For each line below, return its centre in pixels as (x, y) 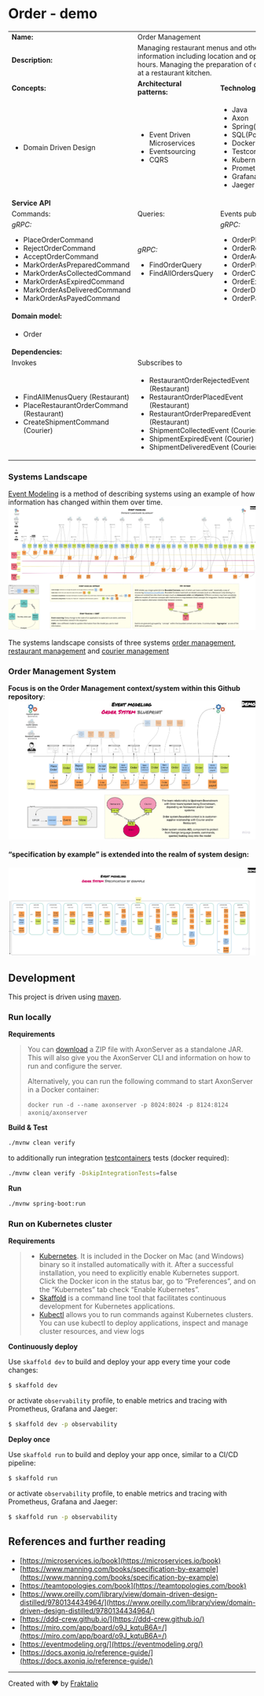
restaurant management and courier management (89, 651)
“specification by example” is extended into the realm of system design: (129, 854)
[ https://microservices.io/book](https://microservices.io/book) (120, 1560)
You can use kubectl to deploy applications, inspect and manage (144, 1323)
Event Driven (170, 135)
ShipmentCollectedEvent (189, 431)
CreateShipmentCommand (66, 422)
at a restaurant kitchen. (174, 72)
